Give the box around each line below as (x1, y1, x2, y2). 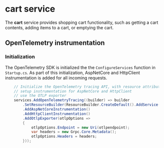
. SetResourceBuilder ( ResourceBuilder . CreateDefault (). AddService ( (22, 102, 161, 108)
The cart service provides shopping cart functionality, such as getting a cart (5, 19, 159, 25)
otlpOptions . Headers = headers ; (31, 134, 97, 139)
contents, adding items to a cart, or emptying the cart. (5, 24, 114, 30)
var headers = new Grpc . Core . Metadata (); (31, 129, 117, 134)
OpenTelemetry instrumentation (5, 39, 105, 47)
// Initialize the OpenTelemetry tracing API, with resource (14, 84, 141, 89)
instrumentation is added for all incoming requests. (5, 74, 107, 81)
